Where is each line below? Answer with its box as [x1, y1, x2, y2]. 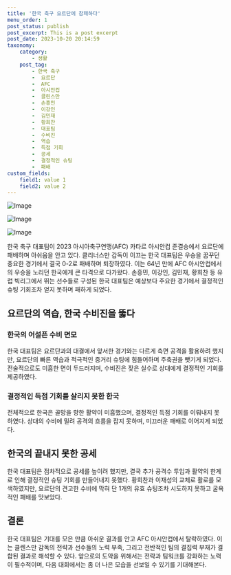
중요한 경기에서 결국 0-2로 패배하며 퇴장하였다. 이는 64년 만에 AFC [7, 259, 187, 268]
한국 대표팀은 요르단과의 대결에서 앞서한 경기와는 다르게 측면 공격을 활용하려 [7, 347, 211, 355]
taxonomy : [7, 42, 36, 49]
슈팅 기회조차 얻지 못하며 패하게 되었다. [7, 285, 112, 294]
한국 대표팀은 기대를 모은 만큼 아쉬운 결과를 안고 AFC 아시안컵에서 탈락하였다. [7, 534, 215, 543]
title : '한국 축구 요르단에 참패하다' [7, 10, 101, 17]
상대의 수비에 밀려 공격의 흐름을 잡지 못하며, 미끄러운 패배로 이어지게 [27, 417, 211, 425]
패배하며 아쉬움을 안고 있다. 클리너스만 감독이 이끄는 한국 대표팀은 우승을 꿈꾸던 [7, 251, 220, 259]
